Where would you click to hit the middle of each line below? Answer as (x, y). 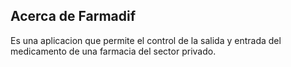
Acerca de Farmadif (73, 16)
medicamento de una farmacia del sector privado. (113, 51)
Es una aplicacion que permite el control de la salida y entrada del (146, 40)
